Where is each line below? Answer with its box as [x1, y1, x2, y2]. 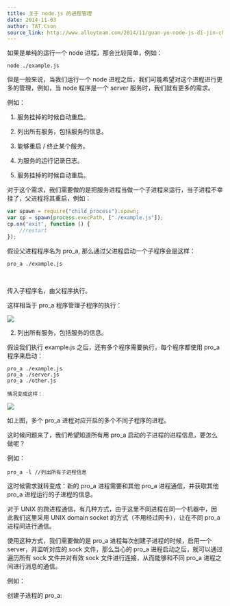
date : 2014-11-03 [7, 16, 57, 23]
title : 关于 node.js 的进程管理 [7, 10, 92, 17]
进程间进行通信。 [7, 522, 55, 530]
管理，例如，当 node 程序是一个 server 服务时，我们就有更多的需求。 [18, 84, 214, 92]
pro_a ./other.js [7, 377, 57, 384]
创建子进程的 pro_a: [7, 591, 63, 599]
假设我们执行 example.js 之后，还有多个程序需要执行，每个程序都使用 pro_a [7, 343, 220, 351]
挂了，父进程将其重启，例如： [7, 194, 91, 203]
